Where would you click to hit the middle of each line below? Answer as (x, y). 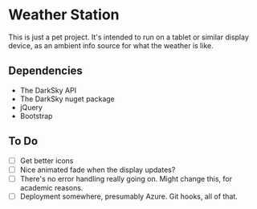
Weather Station (64, 15)
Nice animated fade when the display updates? (98, 170)
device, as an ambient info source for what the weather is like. (111, 45)
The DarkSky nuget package (67, 99)
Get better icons (47, 160)
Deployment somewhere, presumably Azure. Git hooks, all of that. (129, 196)
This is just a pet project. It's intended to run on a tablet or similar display (128, 37)
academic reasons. (51, 187)
